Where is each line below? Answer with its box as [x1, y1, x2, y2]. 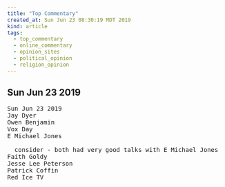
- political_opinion [13, 55, 72, 62]
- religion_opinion [13, 61, 70, 68]
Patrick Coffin [7, 166, 59, 175]
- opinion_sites [13, 49, 60, 56]
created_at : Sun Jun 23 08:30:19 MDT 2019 [7, 16, 131, 23]
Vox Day [7, 125, 33, 133]
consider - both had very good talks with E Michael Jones [14, 146, 219, 154]
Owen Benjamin [7, 118, 55, 126]
